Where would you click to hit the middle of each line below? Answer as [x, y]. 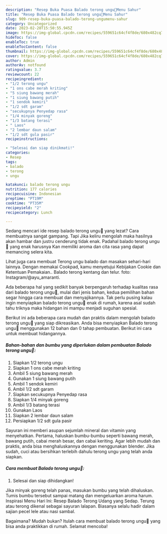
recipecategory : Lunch [29, 212]
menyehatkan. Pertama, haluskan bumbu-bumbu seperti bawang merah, [80, 436]
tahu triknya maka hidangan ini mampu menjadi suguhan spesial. [72, 308]
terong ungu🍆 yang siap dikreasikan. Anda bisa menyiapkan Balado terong [82, 323]
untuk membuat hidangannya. [36, 334]
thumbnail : [17, 51]
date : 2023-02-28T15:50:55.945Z [39, 28]
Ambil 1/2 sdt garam [33, 389]
